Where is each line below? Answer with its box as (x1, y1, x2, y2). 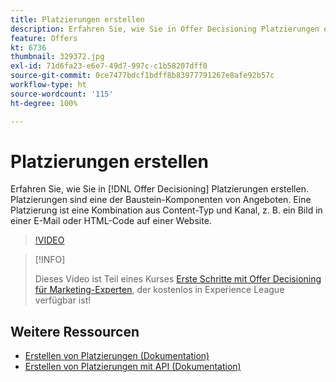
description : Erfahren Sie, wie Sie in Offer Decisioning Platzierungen (10, 24, 320, 34)
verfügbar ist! (34, 294, 92, 306)
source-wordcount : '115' (10, 89, 114, 99)
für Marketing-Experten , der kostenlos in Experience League (34, 284, 285, 296)
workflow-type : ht (10, 80, 87, 90)
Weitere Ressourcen (10, 323, 140, 340)
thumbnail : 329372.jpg (10, 52, 105, 62)
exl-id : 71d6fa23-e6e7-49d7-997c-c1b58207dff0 (10, 61, 208, 71)
